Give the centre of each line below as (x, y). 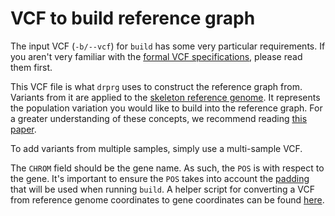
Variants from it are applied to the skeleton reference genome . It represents (165, 97)
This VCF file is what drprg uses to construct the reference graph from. (156, 86)
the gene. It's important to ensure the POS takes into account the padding (160, 178)
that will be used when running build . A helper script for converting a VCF (162, 189)
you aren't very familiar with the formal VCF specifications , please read (156, 56)
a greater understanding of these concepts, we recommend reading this (159, 118)
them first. (31, 67)
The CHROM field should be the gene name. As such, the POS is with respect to (167, 168)
